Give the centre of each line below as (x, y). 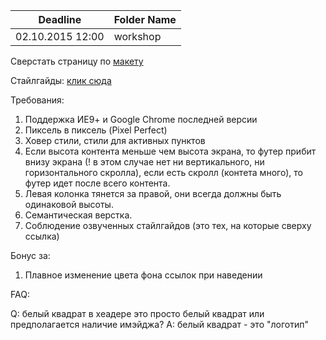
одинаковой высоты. (69, 204)
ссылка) (42, 236)
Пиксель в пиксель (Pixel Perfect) (96, 130)
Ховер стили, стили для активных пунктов (115, 140)
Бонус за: (30, 255)
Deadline (60, 19)
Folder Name (145, 19)
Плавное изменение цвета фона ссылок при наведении (143, 275)
